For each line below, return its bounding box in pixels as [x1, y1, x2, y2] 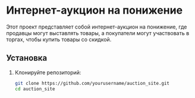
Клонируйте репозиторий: [14, 69, 81, 76]
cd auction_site [14, 86, 55, 92]
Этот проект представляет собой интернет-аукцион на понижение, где [6, 23, 187, 30]
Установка [6, 53, 48, 63]
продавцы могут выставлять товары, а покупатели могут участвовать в [6, 29, 190, 36]
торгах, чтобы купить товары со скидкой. [6, 36, 112, 43]
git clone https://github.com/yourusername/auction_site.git [14, 80, 170, 86]
